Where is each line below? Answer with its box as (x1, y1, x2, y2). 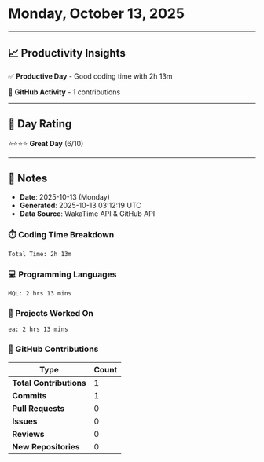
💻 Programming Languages (8, 269, 117, 280)
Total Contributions (12, 377, 86, 388)
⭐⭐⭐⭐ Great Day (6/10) (8, 138, 84, 148)
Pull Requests (12, 402, 65, 413)
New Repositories (12, 441, 80, 452)
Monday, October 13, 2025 (8, 5, 185, 23)
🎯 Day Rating (8, 117, 72, 130)
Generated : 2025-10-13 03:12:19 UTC (19, 201, 141, 211)
